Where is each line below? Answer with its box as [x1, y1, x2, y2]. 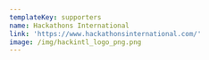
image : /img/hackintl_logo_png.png [9, 37, 142, 47]
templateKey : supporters [9, 12, 102, 22]
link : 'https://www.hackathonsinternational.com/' [9, 29, 202, 38]
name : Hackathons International [9, 21, 130, 30]
